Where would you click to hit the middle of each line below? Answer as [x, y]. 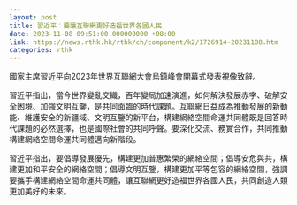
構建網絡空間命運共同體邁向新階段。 [75, 140]
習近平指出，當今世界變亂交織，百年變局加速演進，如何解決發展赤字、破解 [145, 95]
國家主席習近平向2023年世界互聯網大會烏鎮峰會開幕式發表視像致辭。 [135, 77]
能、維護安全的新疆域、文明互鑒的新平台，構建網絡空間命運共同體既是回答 [145, 118]
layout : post [33, 17]
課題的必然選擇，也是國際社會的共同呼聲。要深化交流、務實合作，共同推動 [152, 128]
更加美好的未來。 [40, 192]
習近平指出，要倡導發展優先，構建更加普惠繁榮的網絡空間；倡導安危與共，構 [148, 158]
